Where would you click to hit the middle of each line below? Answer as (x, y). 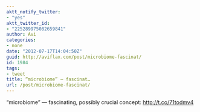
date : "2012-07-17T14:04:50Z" (44, 51)
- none (15, 46)
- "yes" (16, 18)
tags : (13, 68)
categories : (21, 40)
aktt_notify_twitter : (34, 12)
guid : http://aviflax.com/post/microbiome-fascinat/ (74, 57)
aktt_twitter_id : (28, 23)
